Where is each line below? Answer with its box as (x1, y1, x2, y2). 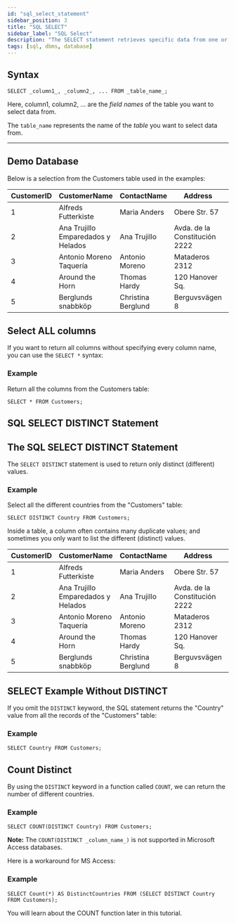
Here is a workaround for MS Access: (7, 857, 116, 865)
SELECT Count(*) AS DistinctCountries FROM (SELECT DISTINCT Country (7, 890, 216, 897)
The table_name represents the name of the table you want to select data (7, 121, 218, 129)
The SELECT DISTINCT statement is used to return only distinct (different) (7, 460, 215, 468)
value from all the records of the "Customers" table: (7, 711, 157, 720)
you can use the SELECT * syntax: (7, 351, 104, 359)
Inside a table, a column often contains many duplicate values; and (7, 527, 200, 535)
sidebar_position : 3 (7, 17, 68, 24)
